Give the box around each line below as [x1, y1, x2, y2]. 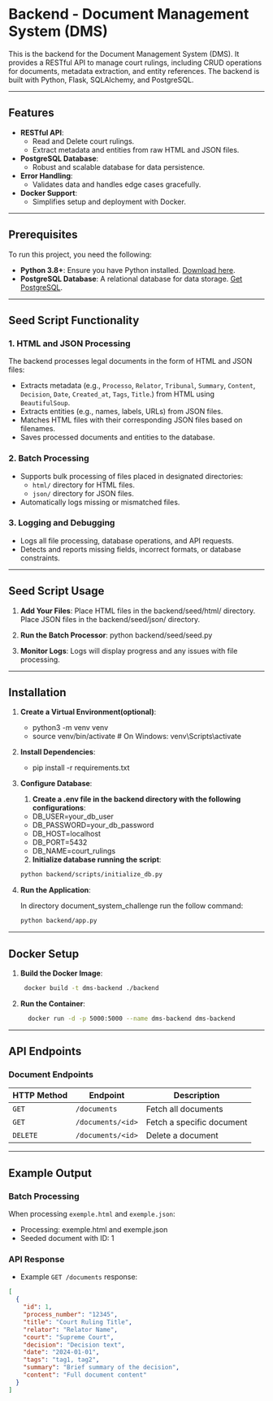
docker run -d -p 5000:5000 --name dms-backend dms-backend [28, 1014, 236, 1023]
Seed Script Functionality [8, 313, 140, 327]
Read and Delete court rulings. [32, 136, 135, 146]
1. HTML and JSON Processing [8, 338, 132, 349]
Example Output [8, 1166, 92, 1180]
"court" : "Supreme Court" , [23, 1333, 115, 1341]
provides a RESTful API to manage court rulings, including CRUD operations [8, 58, 262, 67]
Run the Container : [19, 998, 85, 1008]
